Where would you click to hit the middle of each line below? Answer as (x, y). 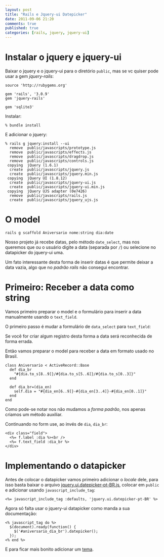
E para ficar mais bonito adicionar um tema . (49, 549)
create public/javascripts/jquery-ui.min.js (57, 187)
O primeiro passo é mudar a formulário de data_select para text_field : (78, 326)
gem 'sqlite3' (20, 107)
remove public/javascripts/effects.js (51, 152)
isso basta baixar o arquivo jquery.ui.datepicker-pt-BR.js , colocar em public (82, 485)
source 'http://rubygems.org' (36, 85)
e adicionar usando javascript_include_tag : (50, 490)
